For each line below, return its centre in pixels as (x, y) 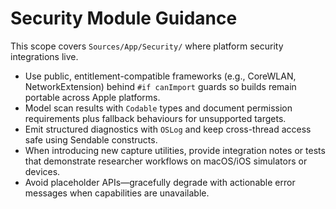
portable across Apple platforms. (92, 97)
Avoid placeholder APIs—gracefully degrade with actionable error (160, 182)
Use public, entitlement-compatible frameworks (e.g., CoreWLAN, (160, 76)
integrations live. (44, 56)
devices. (42, 171)
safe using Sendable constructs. (91, 139)
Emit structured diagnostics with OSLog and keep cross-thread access (168, 129)
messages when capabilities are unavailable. (117, 193)
